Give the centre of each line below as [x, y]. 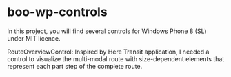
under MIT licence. [34, 38]
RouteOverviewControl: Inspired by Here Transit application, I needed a [108, 52]
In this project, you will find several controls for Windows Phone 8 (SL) [107, 31]
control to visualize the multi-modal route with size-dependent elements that [116, 58]
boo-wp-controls [58, 12]
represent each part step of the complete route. [75, 66]
